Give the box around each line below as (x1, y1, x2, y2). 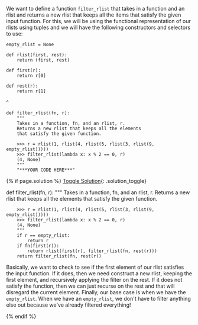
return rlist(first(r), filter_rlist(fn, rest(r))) (27, 248, 158, 254)
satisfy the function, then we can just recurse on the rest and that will (6, 282, 175, 289)
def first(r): (6, 67, 41, 73)
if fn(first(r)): (17, 243, 60, 249)
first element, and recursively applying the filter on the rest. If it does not (6, 276, 183, 283)
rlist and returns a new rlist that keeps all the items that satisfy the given (6, 11, 181, 18)
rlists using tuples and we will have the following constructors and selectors (6, 24, 191, 31)
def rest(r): (6, 83, 38, 89)
